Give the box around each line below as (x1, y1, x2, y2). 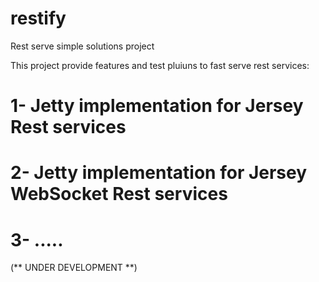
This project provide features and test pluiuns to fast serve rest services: (10, 59, 310, 71)
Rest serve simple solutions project (10, 40, 155, 52)
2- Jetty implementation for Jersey (10, 162, 308, 184)
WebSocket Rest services (10, 183, 228, 206)
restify (10, 7, 67, 30)
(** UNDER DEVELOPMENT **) (10, 262, 138, 274)
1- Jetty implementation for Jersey (10, 95, 304, 117)
